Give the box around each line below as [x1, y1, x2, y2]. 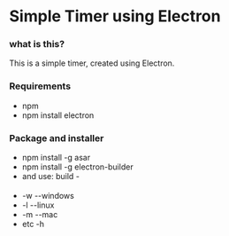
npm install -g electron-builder [21, 161, 134, 172]
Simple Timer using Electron [9, 6, 221, 27]
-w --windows [21, 190, 75, 201]
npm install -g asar [21, 153, 91, 163]
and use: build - [21, 171, 80, 182]
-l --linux [21, 200, 55, 210]
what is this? [9, 38, 65, 51]
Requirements [9, 80, 72, 92]
